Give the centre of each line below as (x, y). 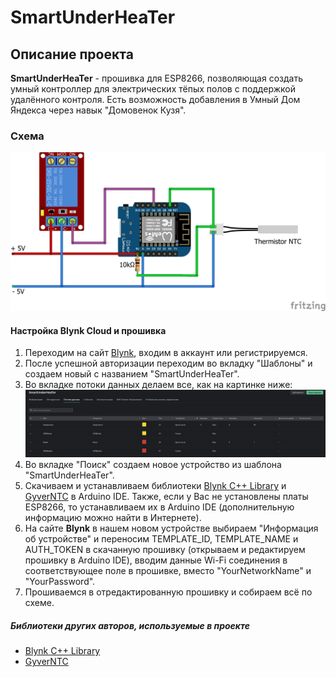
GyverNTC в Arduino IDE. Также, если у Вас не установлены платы (166, 497)
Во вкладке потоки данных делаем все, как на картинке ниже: (158, 385)
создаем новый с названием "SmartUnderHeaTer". (132, 374)
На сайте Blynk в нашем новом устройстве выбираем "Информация (171, 528)
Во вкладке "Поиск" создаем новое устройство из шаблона (153, 465)
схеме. (39, 603)
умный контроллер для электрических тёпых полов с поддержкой (153, 89)
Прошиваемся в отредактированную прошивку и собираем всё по (168, 592)
